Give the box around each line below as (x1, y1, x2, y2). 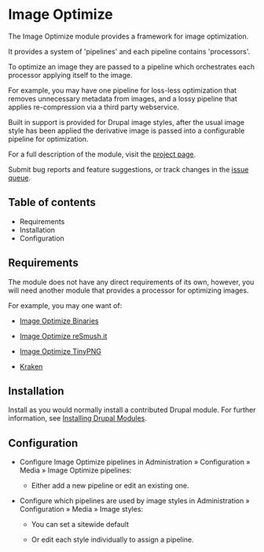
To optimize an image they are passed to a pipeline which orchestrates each (8, 61, 255, 72)
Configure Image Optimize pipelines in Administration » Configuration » (19, 458, 251, 467)
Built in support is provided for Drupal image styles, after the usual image (8, 117, 245, 127)
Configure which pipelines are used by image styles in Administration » (19, 496, 250, 506)
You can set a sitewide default (31, 520, 130, 529)
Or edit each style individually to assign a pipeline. (31, 535, 194, 544)
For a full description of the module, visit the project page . (8, 149, 196, 159)
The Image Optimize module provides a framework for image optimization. (8, 31, 249, 41)
